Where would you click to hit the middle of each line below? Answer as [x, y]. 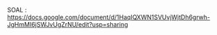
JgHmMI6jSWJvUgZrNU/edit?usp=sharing [68, 24]
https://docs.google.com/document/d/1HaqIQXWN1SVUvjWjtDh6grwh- [108, 17]
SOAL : [17, 10]
